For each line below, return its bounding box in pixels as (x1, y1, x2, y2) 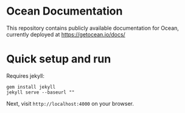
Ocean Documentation (6, 4, 123, 18)
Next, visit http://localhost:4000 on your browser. (6, 100, 134, 107)
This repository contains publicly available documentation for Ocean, (6, 24, 180, 32)
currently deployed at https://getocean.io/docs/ (6, 30, 126, 38)
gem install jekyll (6, 84, 56, 90)
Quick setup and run (6, 52, 111, 66)
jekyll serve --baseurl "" (6, 89, 75, 95)
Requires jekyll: (6, 72, 44, 80)
